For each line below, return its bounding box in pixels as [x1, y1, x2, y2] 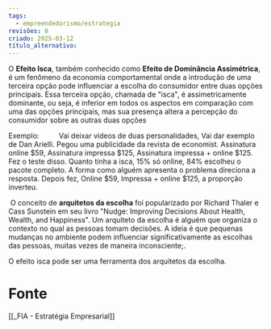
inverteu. [8, 182, 38, 192]
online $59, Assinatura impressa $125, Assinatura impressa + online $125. [8, 148, 253, 158]
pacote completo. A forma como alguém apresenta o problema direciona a [8, 165, 256, 175]
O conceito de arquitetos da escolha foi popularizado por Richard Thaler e [10, 198, 260, 208]
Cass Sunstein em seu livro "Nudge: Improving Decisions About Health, [8, 206, 246, 216]
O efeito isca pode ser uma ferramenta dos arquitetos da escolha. [8, 256, 227, 266]
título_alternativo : [8, 42, 78, 50]
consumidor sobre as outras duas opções [8, 115, 147, 125]
